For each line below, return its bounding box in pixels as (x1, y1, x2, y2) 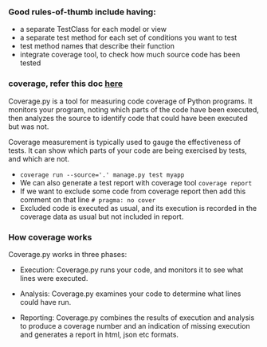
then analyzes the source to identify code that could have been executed (8, 113, 249, 123)
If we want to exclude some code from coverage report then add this (19, 186, 246, 196)
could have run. (19, 297, 72, 306)
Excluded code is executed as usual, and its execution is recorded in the (19, 203, 257, 212)
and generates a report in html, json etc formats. (19, 329, 179, 339)
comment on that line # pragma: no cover (19, 194, 156, 205)
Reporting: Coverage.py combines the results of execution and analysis (19, 313, 255, 322)
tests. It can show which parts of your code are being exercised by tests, (8, 146, 247, 155)
